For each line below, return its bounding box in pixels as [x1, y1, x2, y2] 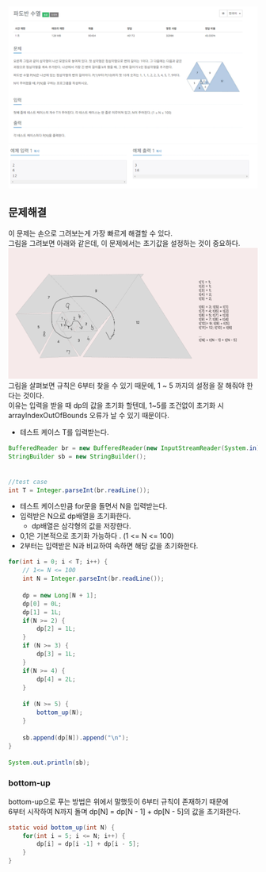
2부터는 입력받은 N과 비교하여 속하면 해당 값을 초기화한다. [19, 541, 199, 551]
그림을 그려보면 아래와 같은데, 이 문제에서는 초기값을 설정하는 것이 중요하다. [8, 238, 241, 248]
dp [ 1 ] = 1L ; [22, 608, 62, 617]
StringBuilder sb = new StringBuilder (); [8, 453, 147, 461]
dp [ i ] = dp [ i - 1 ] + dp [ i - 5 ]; [36, 840, 140, 848]
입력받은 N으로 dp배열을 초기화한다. [19, 511, 131, 521]
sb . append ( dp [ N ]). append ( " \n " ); [22, 733, 129, 742]
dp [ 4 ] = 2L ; [36, 675, 77, 683]
